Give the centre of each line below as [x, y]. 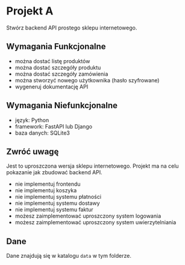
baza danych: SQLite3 [42, 133]
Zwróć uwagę [33, 151]
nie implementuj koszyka [46, 190]
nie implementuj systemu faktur [54, 210]
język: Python [32, 120]
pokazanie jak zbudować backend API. [54, 172]
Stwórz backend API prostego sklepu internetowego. [72, 28]
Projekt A [30, 11]
